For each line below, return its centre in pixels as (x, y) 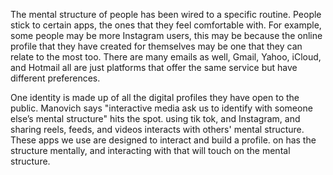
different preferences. (55, 78)
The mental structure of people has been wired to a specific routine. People (166, 14)
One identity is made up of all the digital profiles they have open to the (155, 97)
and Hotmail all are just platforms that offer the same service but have (154, 67)
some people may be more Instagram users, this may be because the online (166, 35)
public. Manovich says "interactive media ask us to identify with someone (161, 108)
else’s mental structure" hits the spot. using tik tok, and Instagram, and (155, 118)
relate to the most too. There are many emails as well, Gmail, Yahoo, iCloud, (166, 57)
